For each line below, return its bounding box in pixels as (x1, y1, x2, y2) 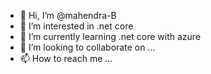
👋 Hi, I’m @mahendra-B (19, 10, 117, 21)
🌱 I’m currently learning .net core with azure (19, 31, 202, 42)
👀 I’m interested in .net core (19, 20, 134, 32)
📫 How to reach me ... (19, 53, 113, 64)
